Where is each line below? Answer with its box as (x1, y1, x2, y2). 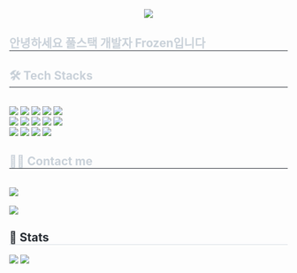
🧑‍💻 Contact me (9, 154, 93, 169)
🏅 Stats (9, 230, 49, 246)
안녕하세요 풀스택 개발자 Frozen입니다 (9, 35, 206, 51)
